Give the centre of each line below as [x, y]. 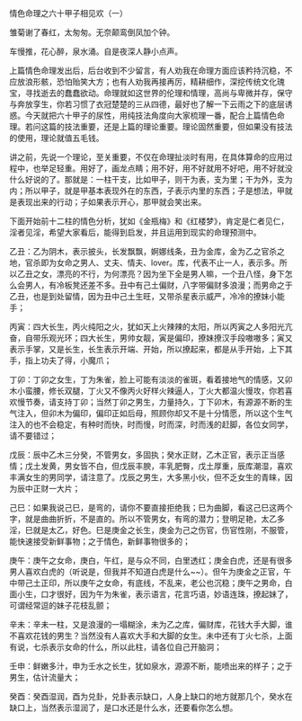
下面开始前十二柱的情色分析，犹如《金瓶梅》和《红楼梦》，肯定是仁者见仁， [149, 221]
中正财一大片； [53, 489]
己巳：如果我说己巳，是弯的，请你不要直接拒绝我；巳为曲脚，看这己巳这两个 [151, 507]
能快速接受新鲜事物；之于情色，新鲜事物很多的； [100, 541]
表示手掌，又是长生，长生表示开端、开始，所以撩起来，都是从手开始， [139, 349]
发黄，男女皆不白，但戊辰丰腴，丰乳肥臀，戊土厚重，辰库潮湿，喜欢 [166, 466]
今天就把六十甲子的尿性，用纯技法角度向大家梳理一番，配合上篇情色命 [155, 116]
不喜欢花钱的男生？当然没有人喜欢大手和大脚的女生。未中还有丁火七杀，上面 [151, 636]
